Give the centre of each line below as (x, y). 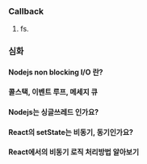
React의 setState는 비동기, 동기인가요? (71, 132)
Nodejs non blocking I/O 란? (56, 72)
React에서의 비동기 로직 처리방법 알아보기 (74, 152)
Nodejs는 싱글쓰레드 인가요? (54, 112)
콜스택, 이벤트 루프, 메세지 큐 (53, 92)
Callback (26, 11)
